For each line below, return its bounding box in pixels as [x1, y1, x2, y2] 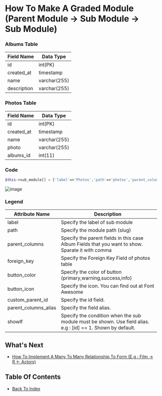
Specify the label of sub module [61, 219, 133, 226]
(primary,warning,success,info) [61, 275, 132, 282]
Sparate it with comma [61, 247, 112, 253]
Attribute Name [13, 211, 50, 218]
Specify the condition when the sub [61, 312, 141, 319]
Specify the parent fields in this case [61, 235, 144, 241]
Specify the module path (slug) [61, 227, 131, 234]
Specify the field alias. [61, 304, 111, 311]
